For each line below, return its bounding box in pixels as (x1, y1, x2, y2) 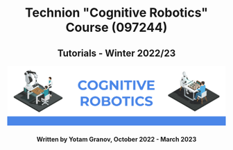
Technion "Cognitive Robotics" (24, 5, 209, 21)
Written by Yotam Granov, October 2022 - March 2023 (36, 135, 197, 143)
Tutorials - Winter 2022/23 (57, 47, 176, 59)
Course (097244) (65, 19, 168, 35)
